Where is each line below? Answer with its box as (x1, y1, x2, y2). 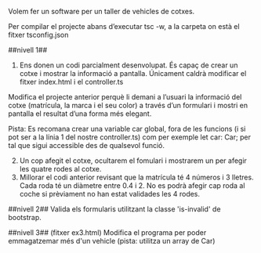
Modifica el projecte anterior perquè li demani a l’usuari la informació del (8, 92, 242, 101)
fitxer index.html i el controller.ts (19, 78, 124, 86)
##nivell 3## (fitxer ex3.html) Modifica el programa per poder (8, 228, 207, 237)
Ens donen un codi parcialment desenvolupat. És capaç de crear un (19, 60, 238, 70)
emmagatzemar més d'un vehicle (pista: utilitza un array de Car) (8, 237, 216, 245)
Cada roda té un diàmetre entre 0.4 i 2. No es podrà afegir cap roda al (19, 181, 245, 190)
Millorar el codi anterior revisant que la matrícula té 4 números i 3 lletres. (19, 172, 254, 182)
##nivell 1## (8, 45, 48, 54)
